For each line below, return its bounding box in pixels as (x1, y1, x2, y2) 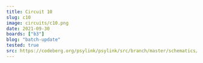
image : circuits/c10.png (6, 20, 69, 26)
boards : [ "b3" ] (6, 31, 45, 37)
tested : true (6, 43, 39, 49)
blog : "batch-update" (6, 37, 61, 43)
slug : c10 (6, 14, 31, 20)
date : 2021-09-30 (6, 25, 50, 32)
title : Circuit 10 (6, 8, 53, 15)
